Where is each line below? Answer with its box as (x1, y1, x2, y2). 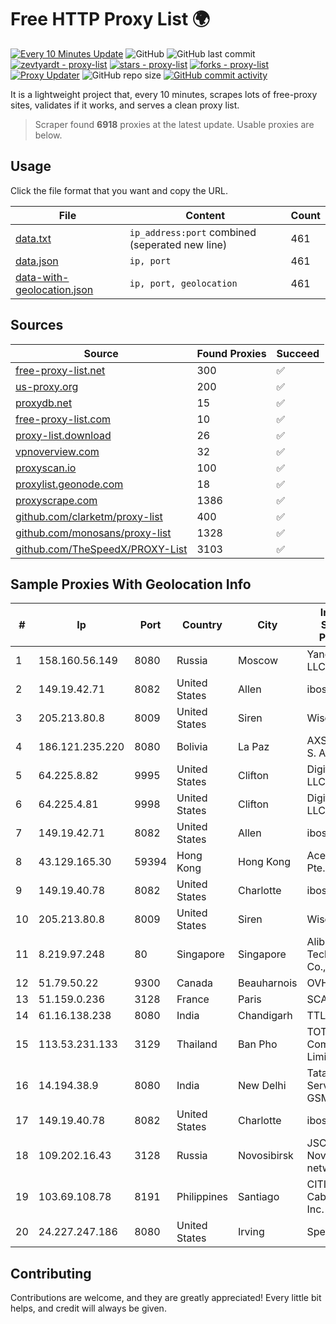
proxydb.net (15, 396, 73, 410)
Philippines (176, 1190, 229, 1204)
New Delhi (238, 1079, 287, 1093)
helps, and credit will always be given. (10, 1302, 167, 1315)
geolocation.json (15, 282, 94, 296)
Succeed (276, 346, 320, 360)
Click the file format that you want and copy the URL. (10, 184, 228, 196)
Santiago (238, 1190, 280, 1204)
